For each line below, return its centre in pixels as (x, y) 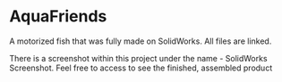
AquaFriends (58, 16)
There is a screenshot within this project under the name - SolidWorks (138, 58)
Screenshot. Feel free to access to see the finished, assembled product (141, 68)
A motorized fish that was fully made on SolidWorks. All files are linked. (141, 41)
